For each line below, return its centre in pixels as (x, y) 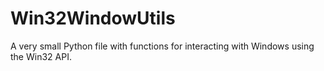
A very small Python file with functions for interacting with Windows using (162, 46)
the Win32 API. (41, 56)
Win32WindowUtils (93, 18)
